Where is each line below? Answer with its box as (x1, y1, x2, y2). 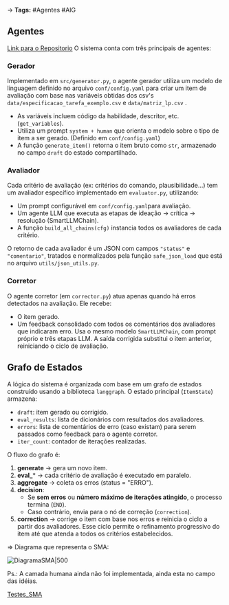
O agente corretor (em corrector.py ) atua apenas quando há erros (7, 291, 196, 300)
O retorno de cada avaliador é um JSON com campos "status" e (7, 244, 190, 253)
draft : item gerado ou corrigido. (17, 408, 109, 416)
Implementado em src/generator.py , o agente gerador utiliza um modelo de (7, 77, 222, 85)
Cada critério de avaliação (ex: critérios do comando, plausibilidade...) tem (7, 181, 218, 190)
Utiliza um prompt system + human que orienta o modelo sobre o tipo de (17, 126, 219, 135)
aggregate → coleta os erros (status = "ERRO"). (17, 478, 153, 487)
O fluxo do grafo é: (7, 450, 61, 459)
